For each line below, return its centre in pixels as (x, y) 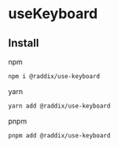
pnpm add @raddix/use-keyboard (59, 135)
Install (24, 43)
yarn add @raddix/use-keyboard (59, 106)
